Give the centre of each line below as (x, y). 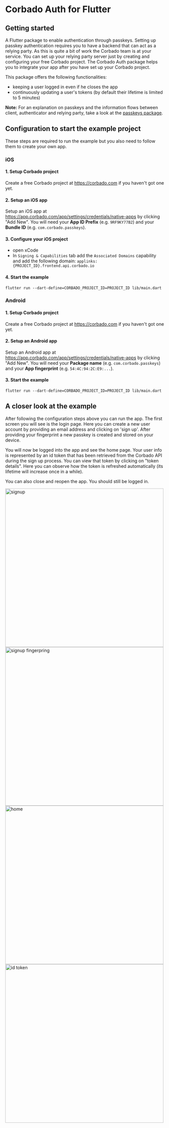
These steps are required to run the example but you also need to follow (80, 141)
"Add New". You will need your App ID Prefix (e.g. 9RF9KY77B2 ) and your (80, 222)
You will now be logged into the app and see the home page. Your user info (83, 450)
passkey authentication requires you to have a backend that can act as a (81, 46)
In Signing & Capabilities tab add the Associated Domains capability (84, 256)
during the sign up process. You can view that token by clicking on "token (82, 461)
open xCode (26, 250)
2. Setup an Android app (31, 341)
